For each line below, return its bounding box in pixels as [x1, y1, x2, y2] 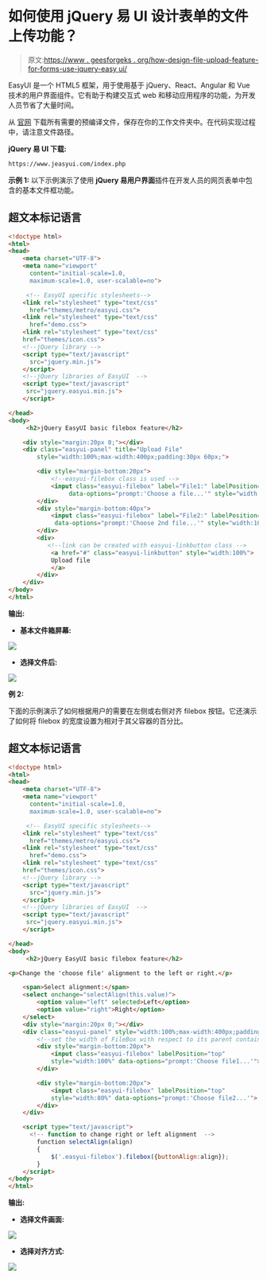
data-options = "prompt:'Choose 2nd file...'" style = [54, 519, 229, 528]
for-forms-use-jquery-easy [27, 64, 118, 73]
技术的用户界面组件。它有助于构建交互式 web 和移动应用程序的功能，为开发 [8, 90, 256, 99]
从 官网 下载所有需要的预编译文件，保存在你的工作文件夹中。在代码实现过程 [8, 117, 256, 127]
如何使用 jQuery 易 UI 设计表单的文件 [8, 7, 249, 25]
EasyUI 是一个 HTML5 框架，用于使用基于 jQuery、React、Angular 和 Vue [8, 80, 250, 90]
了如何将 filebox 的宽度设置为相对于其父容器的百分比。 [8, 716, 188, 725]
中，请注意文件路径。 [8, 127, 78, 136]
